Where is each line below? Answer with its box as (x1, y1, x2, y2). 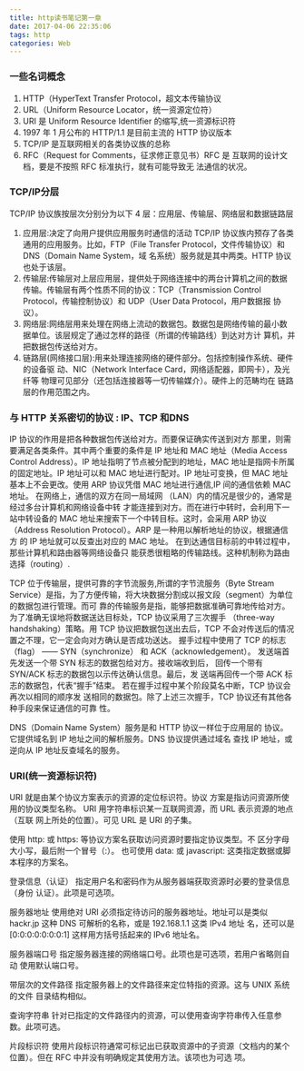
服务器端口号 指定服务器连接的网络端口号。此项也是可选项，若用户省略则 (9, 948, 282, 959)
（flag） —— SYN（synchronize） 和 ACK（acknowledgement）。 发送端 (9, 646, 282, 657)
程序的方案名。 (16, 857, 74, 868)
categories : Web (9, 38, 71, 48)
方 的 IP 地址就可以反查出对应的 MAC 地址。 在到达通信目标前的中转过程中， (9, 536, 295, 547)
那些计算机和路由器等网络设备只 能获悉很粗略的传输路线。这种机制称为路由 (9, 547, 290, 559)
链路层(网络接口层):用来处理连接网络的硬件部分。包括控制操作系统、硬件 (22, 352, 294, 363)
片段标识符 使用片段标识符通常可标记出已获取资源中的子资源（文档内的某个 (9, 1041, 290, 1052)
